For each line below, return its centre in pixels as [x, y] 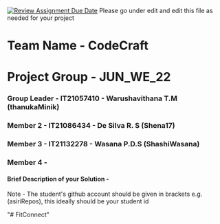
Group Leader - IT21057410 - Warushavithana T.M [92, 98]
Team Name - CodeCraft [78, 46]
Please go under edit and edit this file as [156, 11]
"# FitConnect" [28, 215]
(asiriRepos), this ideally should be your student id [78, 201]
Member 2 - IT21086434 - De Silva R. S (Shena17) [91, 126]
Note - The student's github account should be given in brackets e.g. [105, 194]
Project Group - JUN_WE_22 [89, 77]
